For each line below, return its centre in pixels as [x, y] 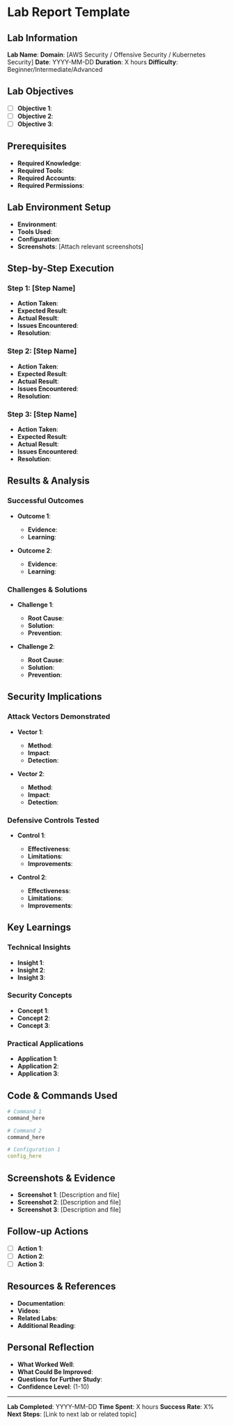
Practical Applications [45, 1043]
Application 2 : [38, 1066]
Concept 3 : [34, 1025]
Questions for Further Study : [60, 1379]
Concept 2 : [34, 1018]
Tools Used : [35, 232]
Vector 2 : [31, 774]
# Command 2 [24, 1131]
